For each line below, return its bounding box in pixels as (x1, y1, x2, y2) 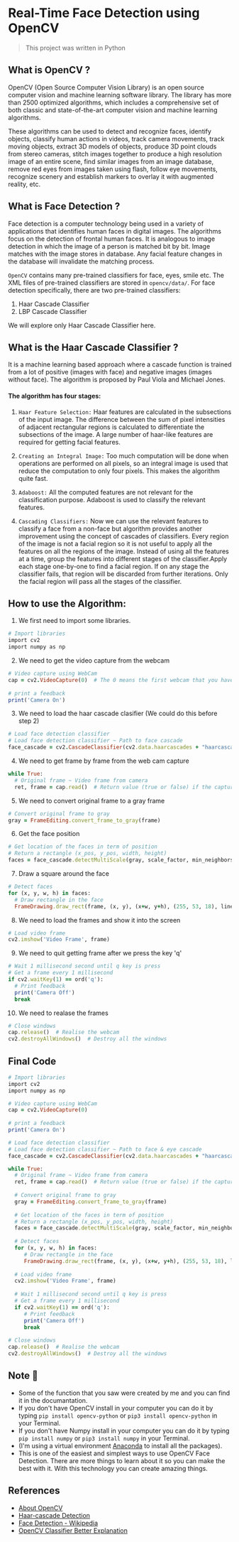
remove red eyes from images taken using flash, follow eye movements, (8, 165, 218, 173)
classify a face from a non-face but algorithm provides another (18, 524, 203, 533)
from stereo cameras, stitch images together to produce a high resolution (8, 149, 222, 158)
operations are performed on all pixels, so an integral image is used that (18, 459, 228, 467)
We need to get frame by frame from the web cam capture (18, 756, 190, 765)
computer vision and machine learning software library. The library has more (8, 90, 232, 99)
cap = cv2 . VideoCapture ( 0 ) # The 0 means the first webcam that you (8, 676, 218, 683)
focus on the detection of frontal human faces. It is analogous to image (8, 234, 216, 243)
